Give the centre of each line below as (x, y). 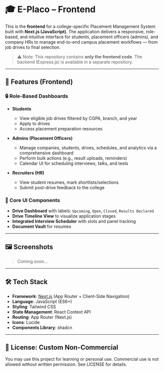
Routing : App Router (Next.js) (42, 317)
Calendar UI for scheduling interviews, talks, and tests (74, 163)
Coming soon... (32, 261)
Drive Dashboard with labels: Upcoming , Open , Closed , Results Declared (83, 211)
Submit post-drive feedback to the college (62, 187)
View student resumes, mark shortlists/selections (69, 182)
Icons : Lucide (26, 322)
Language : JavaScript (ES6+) (42, 301)
